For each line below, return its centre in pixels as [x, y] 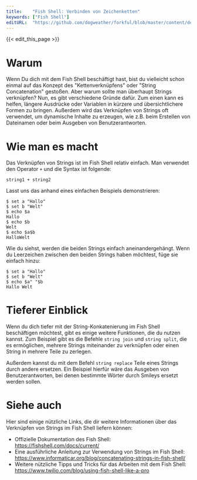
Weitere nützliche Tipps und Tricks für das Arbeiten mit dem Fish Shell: [100, 464]
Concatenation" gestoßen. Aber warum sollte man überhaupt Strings [89, 92]
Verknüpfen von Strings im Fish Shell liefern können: [69, 428]
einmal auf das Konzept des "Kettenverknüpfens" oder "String [81, 85]
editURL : [17, 22]
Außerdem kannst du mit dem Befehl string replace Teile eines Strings [92, 363]
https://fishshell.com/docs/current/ [57, 446]
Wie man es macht [52, 147]
